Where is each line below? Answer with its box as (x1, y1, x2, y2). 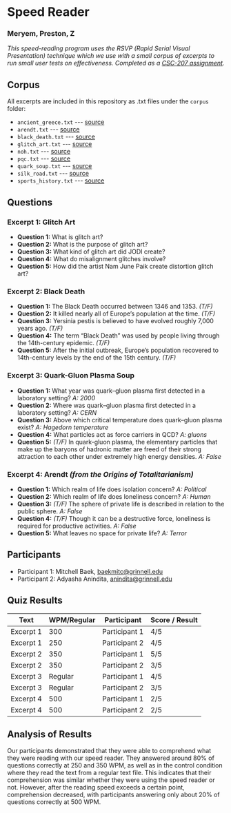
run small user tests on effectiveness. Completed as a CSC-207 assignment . (7, 59, 225, 68)
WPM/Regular (48, 615, 96, 624)
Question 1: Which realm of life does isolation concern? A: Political (17, 485, 207, 493)
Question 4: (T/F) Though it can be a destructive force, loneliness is (17, 514, 211, 522)
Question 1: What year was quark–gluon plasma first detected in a (17, 387, 205, 395)
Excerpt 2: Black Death (7, 287, 86, 296)
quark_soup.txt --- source (17, 162, 92, 170)
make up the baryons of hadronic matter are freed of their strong (17, 445, 202, 453)
